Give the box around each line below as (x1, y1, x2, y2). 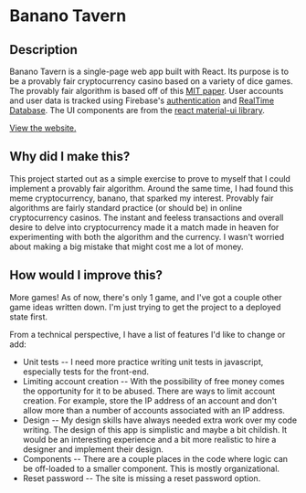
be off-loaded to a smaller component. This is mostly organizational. (22, 463, 280, 474)
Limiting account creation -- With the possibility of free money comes (22, 375, 285, 386)
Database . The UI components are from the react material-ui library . (9, 105, 265, 115)
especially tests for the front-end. (22, 366, 149, 377)
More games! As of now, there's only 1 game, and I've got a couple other (9, 291, 282, 302)
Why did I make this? (9, 149, 131, 164)
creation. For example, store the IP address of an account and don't (22, 394, 278, 406)
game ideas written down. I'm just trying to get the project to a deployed (9, 301, 281, 312)
